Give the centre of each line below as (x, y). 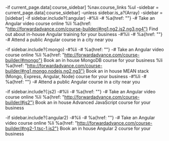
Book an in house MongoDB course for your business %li (103, 60)
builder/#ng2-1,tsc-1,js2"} (32, 128)
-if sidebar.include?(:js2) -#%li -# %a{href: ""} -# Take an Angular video (80, 92)
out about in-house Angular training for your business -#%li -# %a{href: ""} (84, 34)
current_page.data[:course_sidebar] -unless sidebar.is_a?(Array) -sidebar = (84, 13)
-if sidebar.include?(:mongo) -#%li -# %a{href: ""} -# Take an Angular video (85, 49)
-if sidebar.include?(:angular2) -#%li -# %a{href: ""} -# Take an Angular (80, 118)
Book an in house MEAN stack (117, 71)
